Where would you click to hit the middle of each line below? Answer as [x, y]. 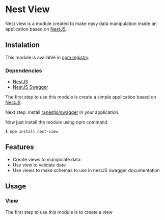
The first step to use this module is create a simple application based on [81, 97]
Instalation [22, 45]
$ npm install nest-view [32, 132]
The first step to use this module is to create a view [59, 212]
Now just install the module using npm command [57, 122]
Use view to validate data [39, 165]
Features [20, 147]
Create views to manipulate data [46, 159]
